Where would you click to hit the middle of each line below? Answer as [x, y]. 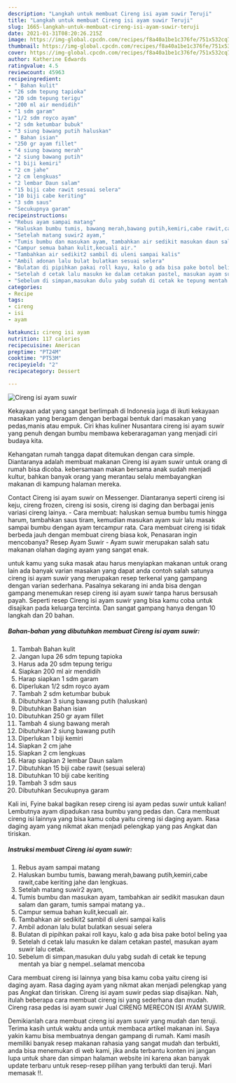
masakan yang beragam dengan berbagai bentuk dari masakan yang [107, 418]
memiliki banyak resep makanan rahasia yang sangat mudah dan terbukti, [114, 1043]
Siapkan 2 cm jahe [45, 746]
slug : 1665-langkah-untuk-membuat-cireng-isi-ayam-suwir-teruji [104, 27]
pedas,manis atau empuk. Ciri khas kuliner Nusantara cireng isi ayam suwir [116, 426]
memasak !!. [26, 1072]
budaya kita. [26, 440]
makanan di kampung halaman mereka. [65, 484]
